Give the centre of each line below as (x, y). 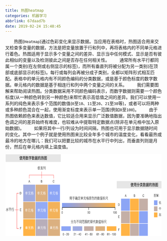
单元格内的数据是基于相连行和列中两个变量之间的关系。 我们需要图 (86, 85)
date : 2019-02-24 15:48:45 (33, 26)
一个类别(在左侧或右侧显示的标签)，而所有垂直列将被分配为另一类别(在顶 (83, 66)
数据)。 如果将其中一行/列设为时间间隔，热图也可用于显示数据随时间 (83, 128)
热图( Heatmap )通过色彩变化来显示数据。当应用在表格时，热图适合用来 (84, 42)
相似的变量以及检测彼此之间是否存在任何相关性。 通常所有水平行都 (82, 60)
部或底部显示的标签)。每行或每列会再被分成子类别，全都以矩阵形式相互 (78, 72)
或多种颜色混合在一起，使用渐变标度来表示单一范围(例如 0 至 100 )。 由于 (82, 110)
